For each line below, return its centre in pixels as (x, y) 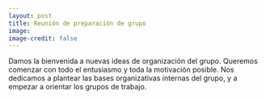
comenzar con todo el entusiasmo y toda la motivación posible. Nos (121, 70)
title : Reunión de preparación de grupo (78, 23)
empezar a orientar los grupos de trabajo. (78, 87)
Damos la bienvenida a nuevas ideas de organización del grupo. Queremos (133, 61)
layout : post (30, 16)
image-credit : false (43, 38)
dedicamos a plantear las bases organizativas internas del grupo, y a (123, 78)
